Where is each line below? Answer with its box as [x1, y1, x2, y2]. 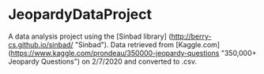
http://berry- [171, 31, 212, 41]
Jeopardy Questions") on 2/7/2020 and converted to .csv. [8, 57, 198, 66]
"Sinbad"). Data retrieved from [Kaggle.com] [74, 39, 220, 49]
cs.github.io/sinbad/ [8, 39, 74, 49]
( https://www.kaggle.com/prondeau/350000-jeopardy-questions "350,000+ [8, 48, 257, 57]
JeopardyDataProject [8, 6, 153, 24]
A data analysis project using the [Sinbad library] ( [8, 31, 172, 41]
